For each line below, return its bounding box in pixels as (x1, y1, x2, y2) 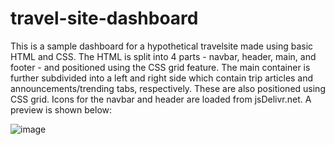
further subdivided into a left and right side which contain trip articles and (10, 72, 314, 84)
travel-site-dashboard (10, 7, 199, 30)
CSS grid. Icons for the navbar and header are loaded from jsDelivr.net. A (10, 93, 312, 105)
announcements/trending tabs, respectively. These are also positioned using (10, 82, 326, 94)
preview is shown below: (10, 103, 113, 116)
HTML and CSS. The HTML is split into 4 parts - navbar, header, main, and (10, 50, 317, 62)
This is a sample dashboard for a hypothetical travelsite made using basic (10, 40, 314, 52)
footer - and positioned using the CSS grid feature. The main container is (10, 61, 311, 73)
